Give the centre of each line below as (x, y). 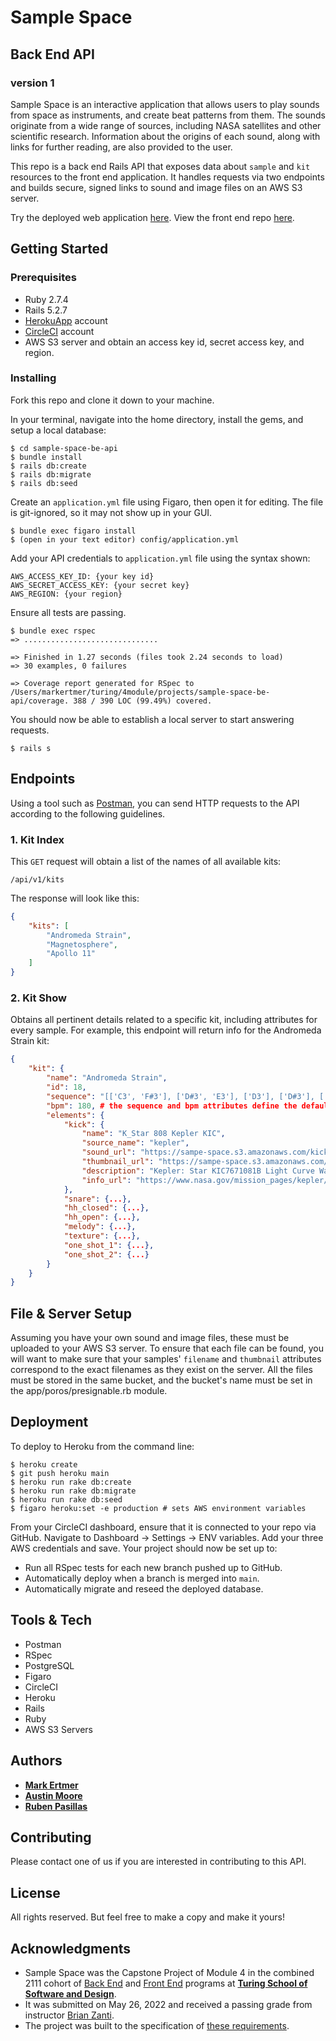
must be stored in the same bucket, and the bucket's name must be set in (161, 1380)
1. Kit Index (37, 839)
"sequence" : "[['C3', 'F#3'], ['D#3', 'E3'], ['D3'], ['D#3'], (180, 1096)
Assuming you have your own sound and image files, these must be (150, 1338)
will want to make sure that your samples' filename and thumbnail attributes (166, 1359)
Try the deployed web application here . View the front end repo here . (152, 217)
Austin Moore (53, 1795)
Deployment (49, 1422)
